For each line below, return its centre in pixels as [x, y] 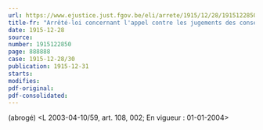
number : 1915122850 [40, 45]
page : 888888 [29, 52]
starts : [21, 74]
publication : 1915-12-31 [49, 67]
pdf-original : [31, 88]
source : [21, 37]
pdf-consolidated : [38, 96]
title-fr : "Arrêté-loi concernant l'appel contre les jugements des [122, 23]
